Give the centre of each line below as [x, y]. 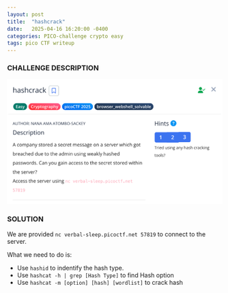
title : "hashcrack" [37, 22]
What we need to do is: [40, 254]
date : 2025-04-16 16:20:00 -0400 [58, 29]
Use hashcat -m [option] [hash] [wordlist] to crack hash [100, 282]
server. [17, 241]
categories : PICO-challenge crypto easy [66, 36]
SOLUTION [26, 219]
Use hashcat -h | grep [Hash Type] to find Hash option [95, 275]
